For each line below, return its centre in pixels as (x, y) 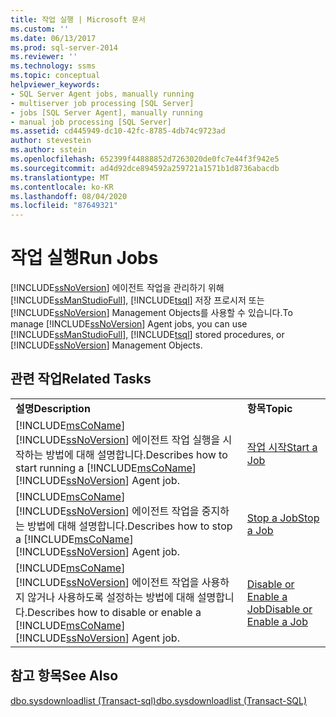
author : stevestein (51, 141)
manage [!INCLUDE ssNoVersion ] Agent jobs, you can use (129, 324)
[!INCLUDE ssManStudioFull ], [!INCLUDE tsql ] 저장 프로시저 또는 (137, 300)
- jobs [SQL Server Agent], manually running (106, 112)
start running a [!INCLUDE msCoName (104, 468)
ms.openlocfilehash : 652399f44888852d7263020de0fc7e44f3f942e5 (145, 159)
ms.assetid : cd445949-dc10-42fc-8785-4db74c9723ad (118, 131)
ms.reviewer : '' (44, 57)
